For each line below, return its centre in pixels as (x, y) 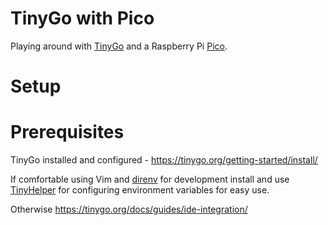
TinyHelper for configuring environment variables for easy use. (140, 190)
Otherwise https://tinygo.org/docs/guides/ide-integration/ (129, 209)
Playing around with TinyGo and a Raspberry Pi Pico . (119, 46)
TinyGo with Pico (82, 18)
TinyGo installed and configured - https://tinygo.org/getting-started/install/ (164, 160)
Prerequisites (67, 132)
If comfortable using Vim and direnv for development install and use (150, 179)
